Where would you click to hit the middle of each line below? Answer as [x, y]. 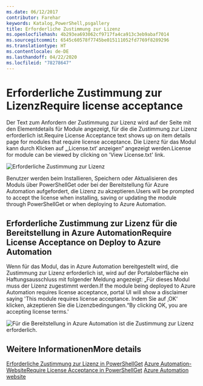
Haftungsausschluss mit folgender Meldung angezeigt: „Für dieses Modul [98, 280]
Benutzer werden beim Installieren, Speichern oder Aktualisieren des [92, 178]
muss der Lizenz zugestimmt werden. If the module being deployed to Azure [101, 286]
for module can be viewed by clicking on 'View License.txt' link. [86, 155]
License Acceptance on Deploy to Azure [84, 242]
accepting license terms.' [38, 312]
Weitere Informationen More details [74, 349]
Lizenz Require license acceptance [95, 105]
